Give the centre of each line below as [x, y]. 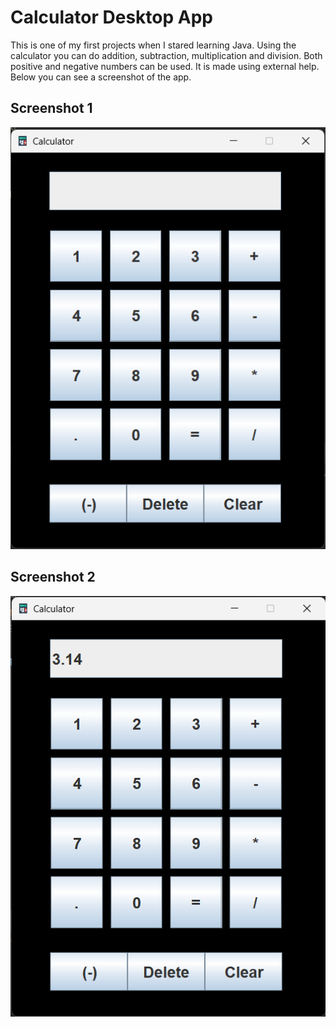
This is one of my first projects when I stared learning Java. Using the [153, 45]
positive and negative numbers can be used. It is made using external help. [165, 66]
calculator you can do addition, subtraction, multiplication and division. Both [166, 55]
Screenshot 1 [51, 108]
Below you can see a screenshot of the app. [101, 77]
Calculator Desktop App [111, 17]
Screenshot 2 [53, 577]
